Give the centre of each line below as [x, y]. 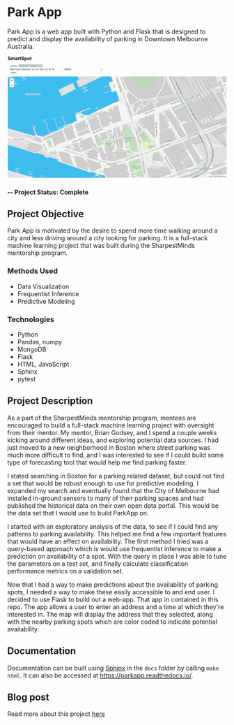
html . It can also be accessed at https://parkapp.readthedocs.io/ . [100, 675]
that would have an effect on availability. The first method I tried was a [108, 541]
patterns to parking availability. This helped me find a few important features [117, 534]
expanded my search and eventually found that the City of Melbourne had [113, 490]
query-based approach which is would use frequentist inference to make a [114, 548]
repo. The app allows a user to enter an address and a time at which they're [116, 607]
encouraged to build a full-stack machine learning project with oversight [111, 425]
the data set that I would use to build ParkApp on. [78, 513]
